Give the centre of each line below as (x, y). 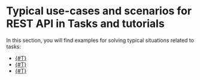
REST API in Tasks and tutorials (85, 24)
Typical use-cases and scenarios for (99, 11)
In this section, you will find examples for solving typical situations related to (100, 40)
